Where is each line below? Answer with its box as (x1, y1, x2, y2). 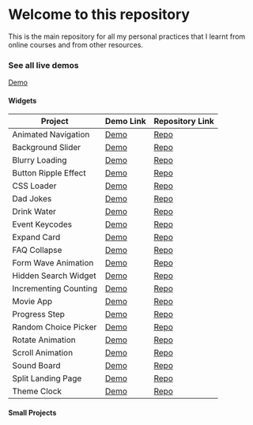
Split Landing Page (12, 373, 82, 384)
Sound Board (12, 360, 61, 371)
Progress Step (12, 309, 66, 320)
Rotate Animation (12, 334, 77, 345)
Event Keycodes (12, 219, 73, 230)
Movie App (12, 296, 53, 307)
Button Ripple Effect (12, 167, 86, 179)
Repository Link (153, 116, 215, 127)
